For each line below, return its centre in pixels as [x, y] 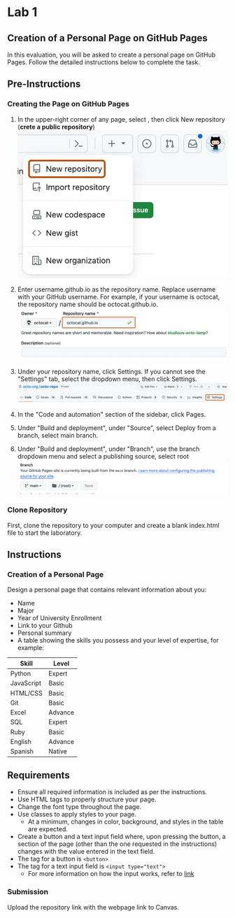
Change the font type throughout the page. [79, 807]
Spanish [22, 752]
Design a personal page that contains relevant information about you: [107, 590]
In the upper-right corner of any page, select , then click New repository [121, 119]
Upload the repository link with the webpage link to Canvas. [93, 907]
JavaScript [26, 683]
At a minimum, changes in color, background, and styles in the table [126, 822]
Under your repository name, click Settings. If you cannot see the [112, 372]
